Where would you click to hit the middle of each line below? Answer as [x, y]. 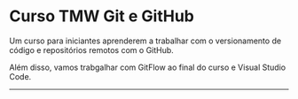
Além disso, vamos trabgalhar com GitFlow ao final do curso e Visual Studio [148, 67]
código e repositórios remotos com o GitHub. [92, 49]
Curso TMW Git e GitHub [102, 16]
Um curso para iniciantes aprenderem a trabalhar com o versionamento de [145, 41]
